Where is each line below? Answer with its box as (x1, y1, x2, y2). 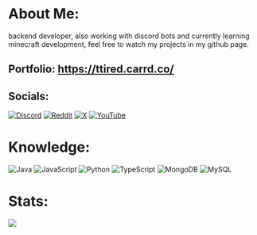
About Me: (8, 5, 80, 23)
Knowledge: (8, 138, 90, 156)
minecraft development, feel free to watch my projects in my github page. (8, 39, 249, 48)
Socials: (8, 89, 49, 103)
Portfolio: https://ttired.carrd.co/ (8, 63, 174, 76)
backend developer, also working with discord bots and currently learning (8, 31, 250, 40)
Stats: (8, 192, 49, 210)
